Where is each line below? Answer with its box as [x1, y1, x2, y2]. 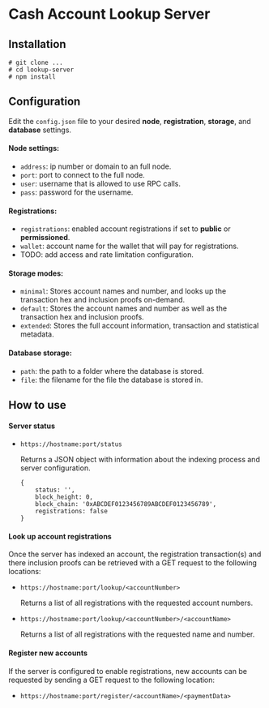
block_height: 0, [35, 493, 93, 501]
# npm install [8, 73, 57, 81]
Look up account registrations [8, 531, 112, 541]
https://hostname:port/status [19, 440, 123, 448]
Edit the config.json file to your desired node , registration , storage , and [8, 116, 251, 126]
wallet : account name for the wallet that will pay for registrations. [19, 241, 239, 251]
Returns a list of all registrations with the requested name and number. [19, 629, 255, 639]
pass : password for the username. [19, 187, 134, 197]
